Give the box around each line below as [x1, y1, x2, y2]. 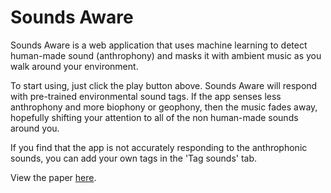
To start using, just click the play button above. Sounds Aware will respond [10, 79, 318, 91]
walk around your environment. [10, 60, 139, 72]
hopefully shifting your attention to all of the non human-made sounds [10, 111, 299, 123]
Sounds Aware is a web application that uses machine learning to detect [10, 39, 308, 51]
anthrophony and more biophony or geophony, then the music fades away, [10, 101, 318, 113]
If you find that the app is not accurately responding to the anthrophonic [10, 141, 308, 153]
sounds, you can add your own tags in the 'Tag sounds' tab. [10, 152, 258, 164]
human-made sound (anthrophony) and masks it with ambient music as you [10, 49, 322, 61]
